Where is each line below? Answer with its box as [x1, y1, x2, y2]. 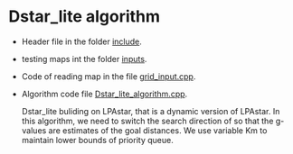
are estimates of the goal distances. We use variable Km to [48, 124, 268, 136]
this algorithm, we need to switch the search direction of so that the [21, 115, 274, 126]
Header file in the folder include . [21, 36, 142, 47]
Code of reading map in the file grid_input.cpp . [21, 70, 196, 82]
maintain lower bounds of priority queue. [21, 134, 174, 145]
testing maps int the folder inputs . [21, 53, 147, 64]
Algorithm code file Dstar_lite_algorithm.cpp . [21, 88, 188, 99]
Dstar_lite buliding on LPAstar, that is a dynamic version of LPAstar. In [21, 105, 280, 116]
